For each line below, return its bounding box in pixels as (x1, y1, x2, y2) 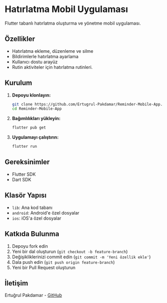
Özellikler (5, 35, 36, 43)
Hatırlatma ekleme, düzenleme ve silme (12, 48, 94, 54)
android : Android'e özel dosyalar (12, 210, 80, 216)
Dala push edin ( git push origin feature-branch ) (12, 259, 115, 265)
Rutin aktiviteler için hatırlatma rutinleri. (12, 64, 93, 70)
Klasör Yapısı (5, 191, 47, 199)
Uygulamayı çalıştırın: (12, 134, 59, 140)
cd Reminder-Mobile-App (12, 107, 62, 112)
